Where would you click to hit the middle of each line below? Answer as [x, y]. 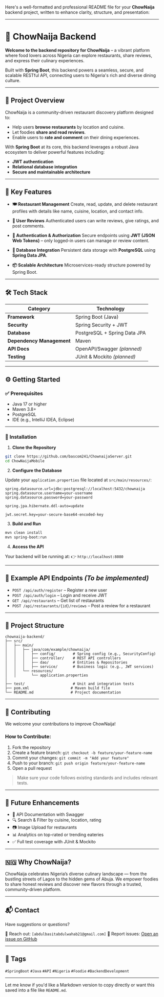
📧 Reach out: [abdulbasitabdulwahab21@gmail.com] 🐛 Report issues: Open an [82, 934]
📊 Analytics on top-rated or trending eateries [58, 835]
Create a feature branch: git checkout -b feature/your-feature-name [82, 752]
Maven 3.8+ [24, 409]
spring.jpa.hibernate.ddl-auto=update [44, 506]
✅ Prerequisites [24, 393]
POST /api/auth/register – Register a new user [60, 590]
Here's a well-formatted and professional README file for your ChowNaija [80, 7]
